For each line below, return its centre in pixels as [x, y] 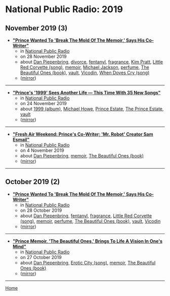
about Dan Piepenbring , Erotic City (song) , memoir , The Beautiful [88, 262]
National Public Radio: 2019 [64, 9]
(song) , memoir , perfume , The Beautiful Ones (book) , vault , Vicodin [90, 221]
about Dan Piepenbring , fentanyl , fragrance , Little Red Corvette [86, 216]
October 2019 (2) [33, 182]
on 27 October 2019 [41, 257]
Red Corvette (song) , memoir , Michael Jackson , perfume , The [84, 67]
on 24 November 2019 [43, 103]
